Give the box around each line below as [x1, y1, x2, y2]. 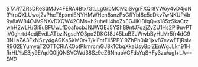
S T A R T [6, 5, 23, 12]
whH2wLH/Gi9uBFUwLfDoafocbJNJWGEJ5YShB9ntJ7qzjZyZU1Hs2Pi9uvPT [6, 24, 193, 31]
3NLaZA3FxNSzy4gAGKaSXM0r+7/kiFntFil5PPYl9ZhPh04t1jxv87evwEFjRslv [6, 37, 191, 43]
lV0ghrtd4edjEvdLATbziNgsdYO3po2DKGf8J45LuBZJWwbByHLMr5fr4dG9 [6, 30, 191, 37]
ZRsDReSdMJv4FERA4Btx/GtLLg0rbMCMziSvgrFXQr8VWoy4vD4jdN [22, 5, 192, 12]
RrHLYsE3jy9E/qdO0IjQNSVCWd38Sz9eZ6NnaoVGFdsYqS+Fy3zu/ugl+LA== [6, 49, 193, 56]
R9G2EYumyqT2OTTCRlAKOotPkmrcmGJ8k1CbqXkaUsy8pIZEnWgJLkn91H [6, 43, 190, 50]
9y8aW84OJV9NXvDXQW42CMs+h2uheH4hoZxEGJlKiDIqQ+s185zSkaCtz [6, 18, 189, 24]
